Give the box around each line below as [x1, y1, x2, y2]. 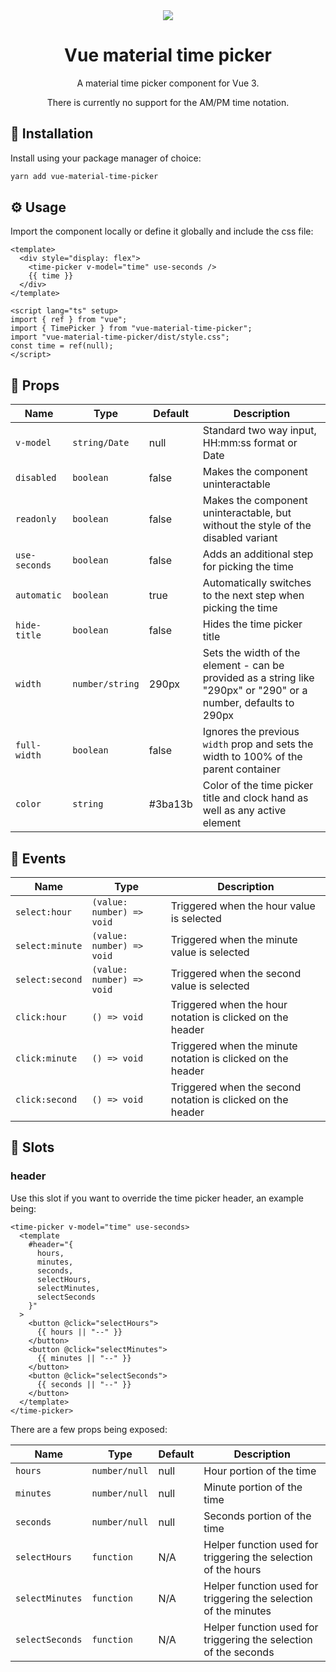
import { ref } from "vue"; [10, 315, 128, 325]
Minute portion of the [203, 1480, 303, 1494]
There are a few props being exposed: [10, 1423, 168, 1435]
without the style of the [202, 519, 312, 533]
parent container [202, 762, 281, 776]
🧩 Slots [10, 1139, 55, 1156]
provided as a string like [202, 671, 315, 685]
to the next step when [202, 589, 305, 603]
